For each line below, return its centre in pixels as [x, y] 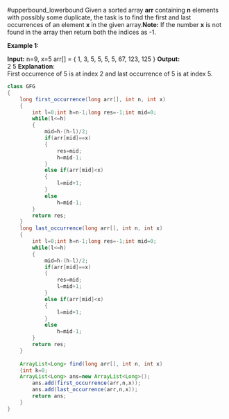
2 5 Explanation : [31, 66]
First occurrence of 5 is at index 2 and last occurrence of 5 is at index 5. [110, 74]
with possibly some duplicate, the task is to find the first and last [99, 17]
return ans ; [50, 396]
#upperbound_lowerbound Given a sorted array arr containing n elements [113, 10]
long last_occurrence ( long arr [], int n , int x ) [91, 228]
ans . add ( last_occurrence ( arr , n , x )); [85, 390]
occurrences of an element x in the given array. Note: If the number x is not [114, 25]
